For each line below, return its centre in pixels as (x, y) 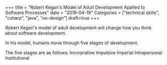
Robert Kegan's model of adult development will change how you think (78, 28)
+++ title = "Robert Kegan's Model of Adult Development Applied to (75, 7)
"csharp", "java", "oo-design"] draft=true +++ (52, 18)
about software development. (36, 33)
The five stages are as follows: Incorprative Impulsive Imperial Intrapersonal (84, 53)
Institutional (17, 58)
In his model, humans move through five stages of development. (72, 43)
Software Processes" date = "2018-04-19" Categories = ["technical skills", (82, 13)
